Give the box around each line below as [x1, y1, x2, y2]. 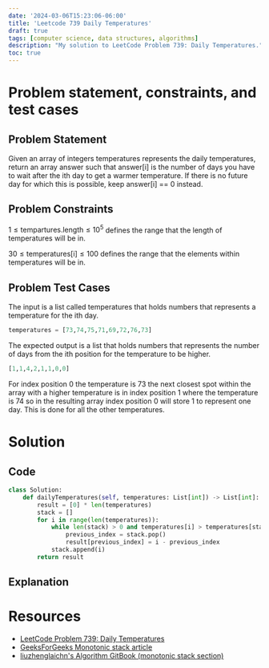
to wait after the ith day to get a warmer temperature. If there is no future [8, 171, 248, 180]
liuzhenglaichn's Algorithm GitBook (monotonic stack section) [19, 651, 224, 661]
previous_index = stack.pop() [65, 531, 167, 539]
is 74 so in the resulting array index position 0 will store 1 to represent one [8, 396, 251, 406]
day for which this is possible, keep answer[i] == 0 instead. [8, 180, 203, 188]
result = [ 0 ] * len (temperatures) [37, 500, 152, 509]
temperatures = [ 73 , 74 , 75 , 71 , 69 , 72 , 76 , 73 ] [8, 326, 152, 334]
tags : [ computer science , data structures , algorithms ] [8, 34, 199, 43]
